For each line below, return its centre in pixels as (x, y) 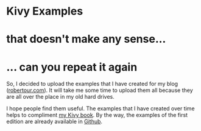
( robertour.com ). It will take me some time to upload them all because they (100, 90)
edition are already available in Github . (54, 122)
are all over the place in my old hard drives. (60, 97)
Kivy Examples (45, 11)
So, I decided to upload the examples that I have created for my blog (92, 84)
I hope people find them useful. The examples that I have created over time (100, 108)
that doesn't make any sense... (86, 39)
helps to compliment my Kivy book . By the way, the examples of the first (97, 115)
